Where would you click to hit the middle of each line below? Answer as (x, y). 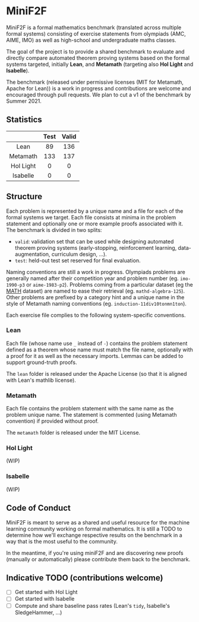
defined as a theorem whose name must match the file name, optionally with (99, 350)
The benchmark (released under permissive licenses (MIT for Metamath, (95, 82)
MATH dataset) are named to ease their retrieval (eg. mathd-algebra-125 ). (96, 291)
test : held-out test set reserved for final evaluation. (78, 260)
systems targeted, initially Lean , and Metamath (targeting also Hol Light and (100, 64)
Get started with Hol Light (46, 592)
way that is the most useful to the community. (62, 541)
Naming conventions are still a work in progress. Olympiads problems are (96, 272)
